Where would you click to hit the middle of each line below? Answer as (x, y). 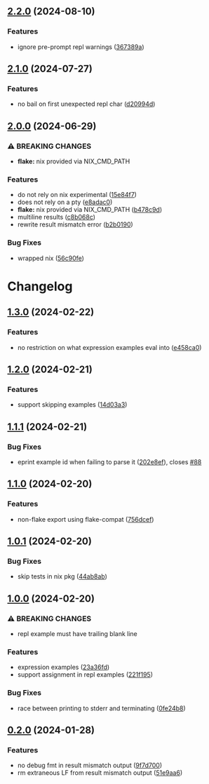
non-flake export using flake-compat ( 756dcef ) (86, 519)
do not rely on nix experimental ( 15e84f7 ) (77, 195)
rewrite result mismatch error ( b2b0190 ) (75, 224)
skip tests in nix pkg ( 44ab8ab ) (62, 576)
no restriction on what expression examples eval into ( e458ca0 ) (109, 347)
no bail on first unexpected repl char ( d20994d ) (86, 104)
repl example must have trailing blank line (77, 633)
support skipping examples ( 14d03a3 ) (72, 405)
